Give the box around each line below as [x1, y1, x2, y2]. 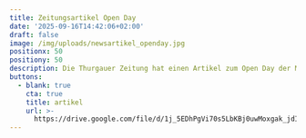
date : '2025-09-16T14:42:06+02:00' [9, 22, 145, 31]
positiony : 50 [9, 55, 64, 64]
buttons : [9, 73, 43, 82]
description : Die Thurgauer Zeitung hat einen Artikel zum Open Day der [9, 64, 291, 74]
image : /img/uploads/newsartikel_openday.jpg [9, 38, 185, 48]
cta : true [25, 89, 64, 98]
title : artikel [25, 97, 84, 107]
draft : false [9, 30, 59, 39]
